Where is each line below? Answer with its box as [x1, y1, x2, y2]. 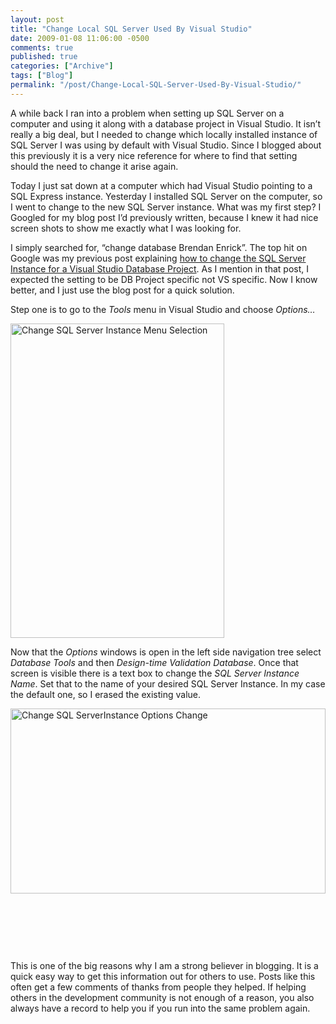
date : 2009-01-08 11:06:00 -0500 [10, 33, 150, 43]
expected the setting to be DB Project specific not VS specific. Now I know [10, 273, 318, 285]
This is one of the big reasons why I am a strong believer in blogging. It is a [10, 959, 319, 971]
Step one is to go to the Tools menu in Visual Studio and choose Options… [10, 303, 316, 315]
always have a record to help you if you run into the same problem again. [10, 1002, 311, 1014]
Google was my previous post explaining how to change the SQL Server [10, 252, 307, 264]
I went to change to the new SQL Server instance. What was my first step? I [10, 201, 322, 213]
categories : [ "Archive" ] [10, 61, 114, 71]
